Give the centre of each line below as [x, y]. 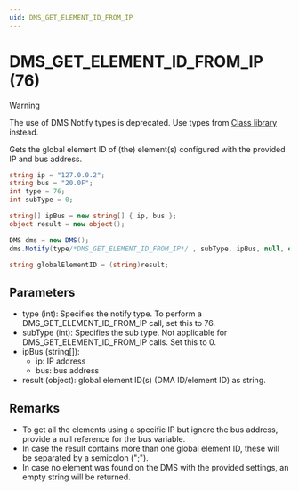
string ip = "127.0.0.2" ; [57, 175]
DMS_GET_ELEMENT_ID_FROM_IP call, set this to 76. [119, 323]
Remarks [35, 408]
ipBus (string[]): [51, 352]
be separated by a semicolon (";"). [85, 458]
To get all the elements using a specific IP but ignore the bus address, [150, 430]
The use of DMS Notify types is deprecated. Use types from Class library [143, 122]
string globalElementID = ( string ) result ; [89, 265]
